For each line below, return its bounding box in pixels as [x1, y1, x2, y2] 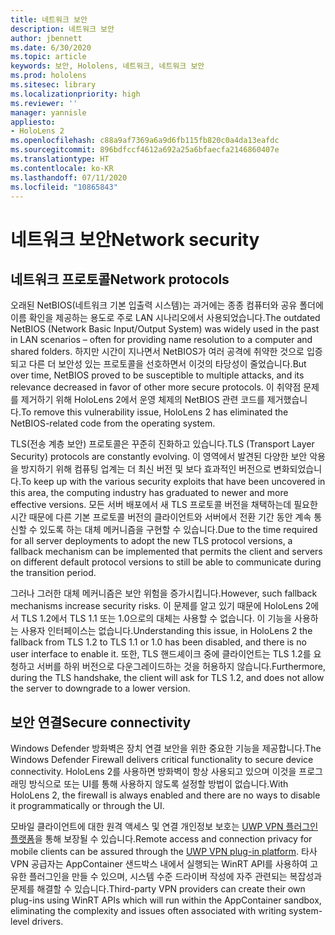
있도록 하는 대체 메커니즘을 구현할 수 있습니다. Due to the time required [39, 524, 318, 536]
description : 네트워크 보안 [10, 24, 115, 34]
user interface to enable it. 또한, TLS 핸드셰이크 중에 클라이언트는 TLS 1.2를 [10, 648, 312, 660]
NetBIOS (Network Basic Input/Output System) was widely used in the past [10, 323, 320, 335]
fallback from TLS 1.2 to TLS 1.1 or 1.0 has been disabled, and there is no [10, 636, 307, 648]
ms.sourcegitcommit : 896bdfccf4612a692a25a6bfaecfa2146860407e [10, 145, 280, 155]
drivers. [31, 916, 64, 928]
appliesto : [10, 117, 56, 127]
